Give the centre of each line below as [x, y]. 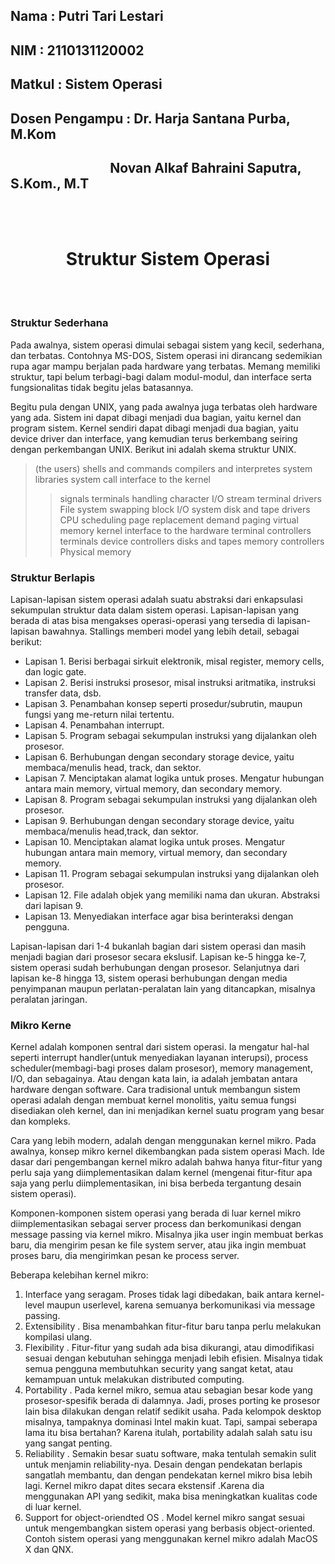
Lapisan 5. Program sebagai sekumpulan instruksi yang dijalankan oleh [170, 735]
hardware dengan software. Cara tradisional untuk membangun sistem [155, 1090]
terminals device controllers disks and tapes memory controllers [192, 541]
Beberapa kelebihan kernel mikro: [79, 1275]
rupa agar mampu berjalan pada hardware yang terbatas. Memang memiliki [165, 366]
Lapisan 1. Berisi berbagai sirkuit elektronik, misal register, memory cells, [174, 661]
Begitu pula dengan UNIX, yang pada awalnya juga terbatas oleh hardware [164, 406]
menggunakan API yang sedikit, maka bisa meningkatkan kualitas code [171, 1496]
